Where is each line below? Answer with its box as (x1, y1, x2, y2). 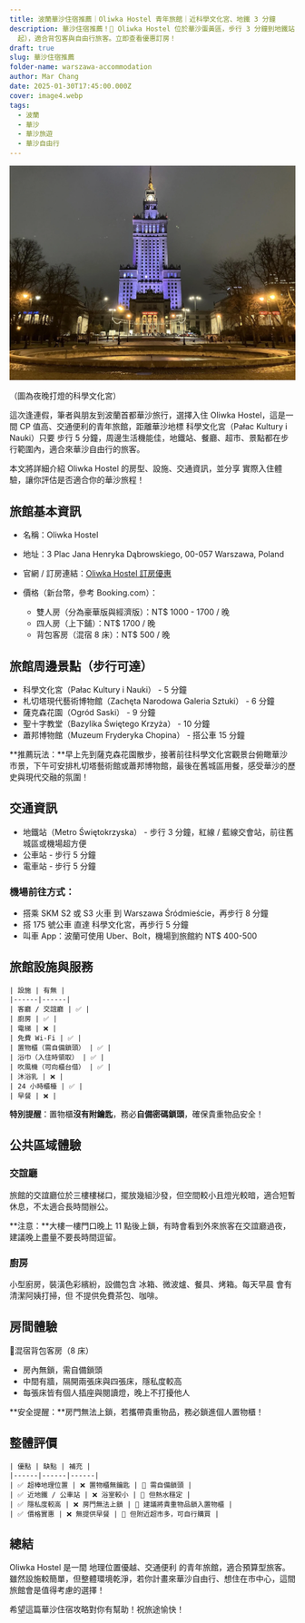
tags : (9, 101, 30, 110)
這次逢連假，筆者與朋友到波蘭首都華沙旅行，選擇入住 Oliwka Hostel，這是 (9, 409, 286, 421)
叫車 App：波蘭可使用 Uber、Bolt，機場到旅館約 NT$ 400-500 (22, 930, 258, 941)
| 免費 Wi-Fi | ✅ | (9, 1033, 82, 1043)
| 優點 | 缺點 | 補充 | (9, 1461, 91, 1471)
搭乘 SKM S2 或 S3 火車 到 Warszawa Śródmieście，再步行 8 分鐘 (22, 908, 270, 919)
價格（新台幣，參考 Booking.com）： (22, 587, 159, 598)
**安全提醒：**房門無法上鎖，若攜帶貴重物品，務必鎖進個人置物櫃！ (9, 1406, 265, 1417)
